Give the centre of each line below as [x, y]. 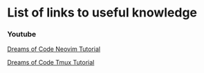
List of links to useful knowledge [102, 13]
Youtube [22, 34]
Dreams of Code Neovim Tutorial [54, 49]
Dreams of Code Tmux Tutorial [51, 63]
